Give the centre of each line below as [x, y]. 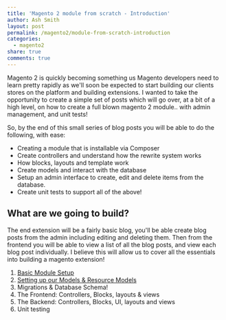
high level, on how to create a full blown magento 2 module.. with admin [109, 106]
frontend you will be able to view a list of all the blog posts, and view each [112, 244]
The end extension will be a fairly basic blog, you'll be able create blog [107, 230]
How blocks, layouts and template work [73, 163]
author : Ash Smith [33, 20]
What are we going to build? [68, 214]
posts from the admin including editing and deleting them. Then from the [110, 237]
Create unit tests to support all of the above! [79, 192]
